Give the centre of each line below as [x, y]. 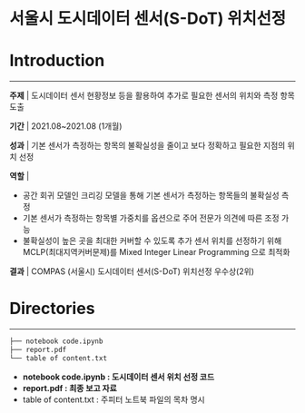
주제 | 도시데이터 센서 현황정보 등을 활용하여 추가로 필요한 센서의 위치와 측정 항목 [152, 95]
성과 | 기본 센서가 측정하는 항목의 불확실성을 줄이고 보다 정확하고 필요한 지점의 [148, 145]
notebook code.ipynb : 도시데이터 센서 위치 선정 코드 [118, 377]
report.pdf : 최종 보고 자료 [70, 388]
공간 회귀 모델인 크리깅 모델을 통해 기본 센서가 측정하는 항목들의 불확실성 [151, 195]
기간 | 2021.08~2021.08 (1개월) [66, 126]
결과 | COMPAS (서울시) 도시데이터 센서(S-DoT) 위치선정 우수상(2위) [132, 271]
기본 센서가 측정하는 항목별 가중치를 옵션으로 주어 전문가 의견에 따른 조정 [151, 218]
